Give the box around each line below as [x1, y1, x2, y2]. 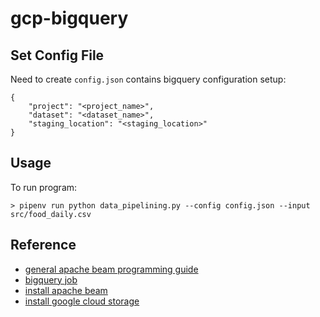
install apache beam [24, 284, 108, 296]
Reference [10, 237, 77, 254]
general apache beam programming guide [24, 263, 199, 275]
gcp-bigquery [10, 7, 129, 30]
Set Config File [10, 47, 105, 64]
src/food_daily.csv [10, 209, 92, 219]
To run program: [10, 181, 78, 193]
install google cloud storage [24, 295, 140, 307]
